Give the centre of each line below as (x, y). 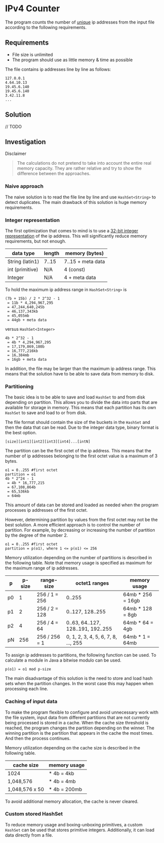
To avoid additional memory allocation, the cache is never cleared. (72, 801)
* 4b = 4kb (61, 773)
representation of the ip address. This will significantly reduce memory (76, 236)
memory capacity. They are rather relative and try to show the (79, 168)
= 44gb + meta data (27, 320)
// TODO (13, 126)
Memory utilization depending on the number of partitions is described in (79, 558)
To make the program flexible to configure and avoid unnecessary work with (82, 712)
